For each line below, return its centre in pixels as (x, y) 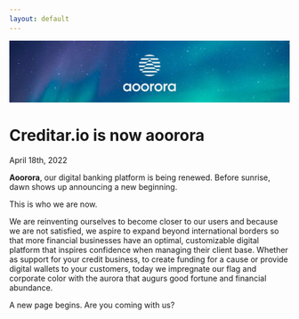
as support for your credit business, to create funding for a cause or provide (149, 259)
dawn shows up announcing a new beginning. (93, 186)
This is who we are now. (53, 204)
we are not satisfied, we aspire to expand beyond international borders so (144, 231)
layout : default (39, 19)
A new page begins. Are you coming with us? (92, 305)
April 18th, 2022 (38, 159)
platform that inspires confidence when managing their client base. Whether (149, 249)
